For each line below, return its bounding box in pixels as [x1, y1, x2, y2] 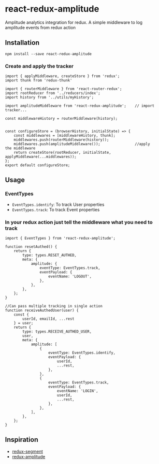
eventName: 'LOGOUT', [48, 274, 92, 279]
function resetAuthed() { [5, 244, 57, 249]
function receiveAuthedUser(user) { [5, 308, 79, 313]
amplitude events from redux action [5, 24, 76, 30]
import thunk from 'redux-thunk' [5, 78, 72, 83]
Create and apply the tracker [5, 63, 74, 69]
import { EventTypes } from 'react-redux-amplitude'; [5, 236, 116, 241]
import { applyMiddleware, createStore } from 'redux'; [5, 74, 120, 79]
